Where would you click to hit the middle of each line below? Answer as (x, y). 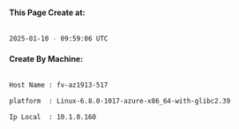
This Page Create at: (47, 12)
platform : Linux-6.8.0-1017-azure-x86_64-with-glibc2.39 (120, 102)
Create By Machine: (46, 58)
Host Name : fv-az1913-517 (59, 85)
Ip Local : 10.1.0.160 (53, 118)
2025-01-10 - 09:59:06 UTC (59, 39)
